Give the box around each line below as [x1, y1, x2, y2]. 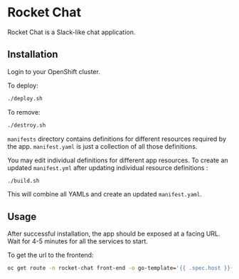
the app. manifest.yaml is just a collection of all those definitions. [7, 142, 198, 150]
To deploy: [7, 81, 38, 90]
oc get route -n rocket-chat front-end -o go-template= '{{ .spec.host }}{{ [7, 265, 237, 272]
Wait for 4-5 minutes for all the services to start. [7, 237, 148, 246]
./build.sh [7, 177, 40, 184]
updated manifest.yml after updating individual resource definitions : [7, 163, 208, 172]
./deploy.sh [7, 95, 43, 102]
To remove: [7, 107, 41, 116]
